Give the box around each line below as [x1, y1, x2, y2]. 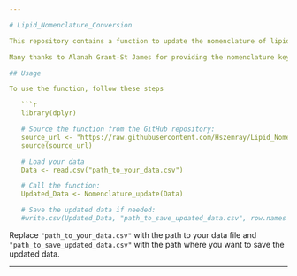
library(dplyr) [20, 109, 77, 118]
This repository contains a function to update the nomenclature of [9, 36, 267, 45]
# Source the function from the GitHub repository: [20, 125, 216, 134]
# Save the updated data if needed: [20, 205, 156, 215]
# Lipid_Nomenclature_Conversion [9, 20, 133, 29]
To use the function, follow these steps [9, 85, 164, 94]
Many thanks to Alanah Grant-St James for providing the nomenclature [9, 52, 275, 62]
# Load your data [20, 157, 86, 166]
